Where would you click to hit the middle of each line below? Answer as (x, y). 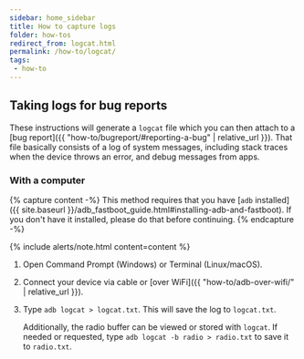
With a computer (47, 180)
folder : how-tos (40, 35)
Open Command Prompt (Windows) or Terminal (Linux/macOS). (142, 264)
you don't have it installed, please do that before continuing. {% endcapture (152, 219)
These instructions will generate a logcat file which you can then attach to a (152, 128)
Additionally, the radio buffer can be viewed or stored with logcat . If (150, 327)
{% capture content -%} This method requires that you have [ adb (131, 200)
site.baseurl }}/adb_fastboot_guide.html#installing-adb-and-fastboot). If (157, 210)
